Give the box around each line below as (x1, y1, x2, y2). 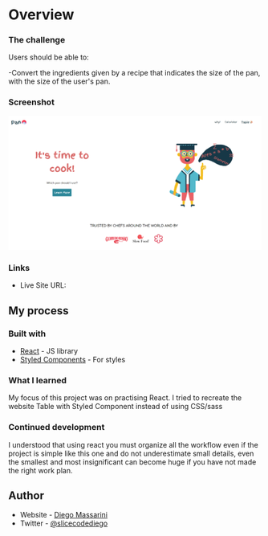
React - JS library (19, 346, 79, 356)
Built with (8, 328, 47, 339)
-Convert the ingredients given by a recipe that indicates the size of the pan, (8, 68, 261, 78)
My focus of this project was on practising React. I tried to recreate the (8, 393, 242, 403)
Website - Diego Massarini (19, 510, 108, 520)
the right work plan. (8, 465, 73, 475)
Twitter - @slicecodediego (19, 518, 108, 528)
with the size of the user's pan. (8, 76, 111, 86)
